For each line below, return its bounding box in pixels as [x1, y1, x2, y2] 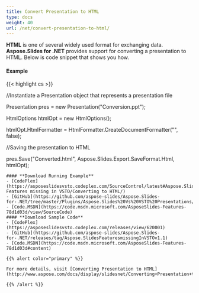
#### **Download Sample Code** [6, 214, 84, 220]
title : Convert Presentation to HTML [6, 8, 99, 15]
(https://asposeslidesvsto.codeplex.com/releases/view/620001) [6, 225, 166, 231]
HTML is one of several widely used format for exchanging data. [6, 41, 163, 48]
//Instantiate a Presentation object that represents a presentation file [6, 92, 173, 99]
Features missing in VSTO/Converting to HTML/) [6, 188, 126, 195]
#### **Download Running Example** [6, 173, 94, 179]
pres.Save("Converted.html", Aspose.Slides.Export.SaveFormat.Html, [6, 155, 175, 162]
